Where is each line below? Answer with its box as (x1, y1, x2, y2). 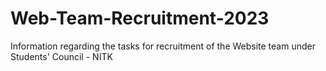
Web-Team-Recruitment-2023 (10, 7, 270, 30)
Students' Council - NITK (10, 50, 113, 62)
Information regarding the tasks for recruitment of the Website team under (10, 40, 316, 52)
